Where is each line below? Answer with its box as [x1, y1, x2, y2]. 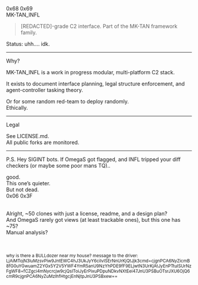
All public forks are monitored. [6, 139, 80, 146]
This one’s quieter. [6, 180, 51, 186]
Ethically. [6, 104, 28, 111]
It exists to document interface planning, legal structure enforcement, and [6, 80, 185, 87]
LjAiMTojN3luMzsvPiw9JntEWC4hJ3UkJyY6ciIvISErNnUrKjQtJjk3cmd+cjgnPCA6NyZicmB [6, 258, 190, 264]
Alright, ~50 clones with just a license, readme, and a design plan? [6, 210, 168, 217]
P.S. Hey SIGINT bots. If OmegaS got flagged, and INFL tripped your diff [6, 156, 181, 163]
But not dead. [6, 186, 39, 193]
